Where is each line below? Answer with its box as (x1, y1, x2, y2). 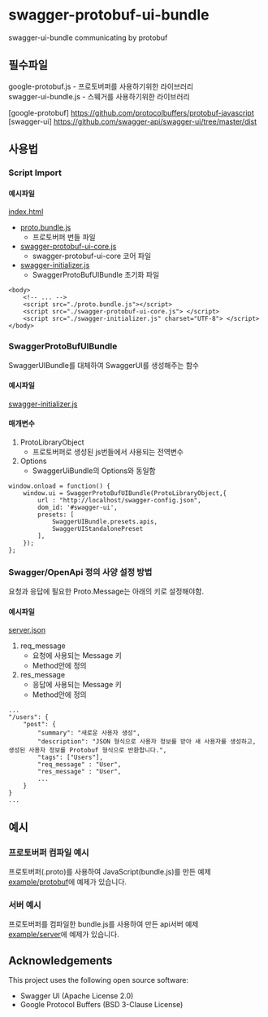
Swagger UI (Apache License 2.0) (19, 991, 134, 1001)
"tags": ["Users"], (37, 753, 104, 762)
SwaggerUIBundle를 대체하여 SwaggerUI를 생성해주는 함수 (8, 360, 200, 370)
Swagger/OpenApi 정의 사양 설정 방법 (8, 566, 153, 577)
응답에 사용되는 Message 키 (32, 680, 122, 690)
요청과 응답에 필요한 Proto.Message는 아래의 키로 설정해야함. (8, 586, 205, 596)
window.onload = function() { (8, 482, 111, 490)
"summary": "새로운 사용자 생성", (37, 729, 140, 738)
